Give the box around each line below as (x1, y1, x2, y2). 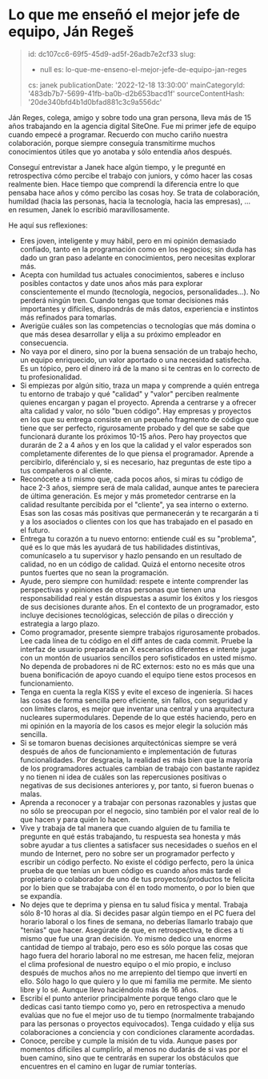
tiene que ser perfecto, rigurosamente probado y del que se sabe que (19, 423, 250, 433)
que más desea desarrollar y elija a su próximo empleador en (19, 329, 222, 339)
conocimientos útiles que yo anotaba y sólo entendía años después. (8, 147, 233, 156)
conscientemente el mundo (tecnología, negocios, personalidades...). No (19, 287, 260, 296)
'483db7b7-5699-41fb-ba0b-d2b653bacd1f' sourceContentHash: (27, 88, 246, 98)
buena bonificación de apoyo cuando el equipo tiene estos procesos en (19, 670, 257, 679)
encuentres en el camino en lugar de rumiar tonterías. (19, 1061, 198, 1071)
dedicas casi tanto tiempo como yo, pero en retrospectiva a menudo (19, 1001, 246, 1011)
